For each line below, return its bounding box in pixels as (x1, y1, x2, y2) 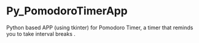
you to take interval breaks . (6, 30, 76, 37)
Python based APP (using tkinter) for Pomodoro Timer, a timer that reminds (6, 24, 194, 31)
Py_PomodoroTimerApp (6, 4, 128, 18)
